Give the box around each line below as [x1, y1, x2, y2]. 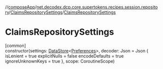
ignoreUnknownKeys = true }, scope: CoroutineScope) [5, 58, 115, 64]
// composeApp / [5, 4, 37, 10]
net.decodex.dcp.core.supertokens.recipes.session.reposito [36, 4, 158, 10]
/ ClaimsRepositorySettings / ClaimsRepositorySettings [9, 9, 116, 15]
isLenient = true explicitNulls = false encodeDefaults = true [5, 53, 124, 59]
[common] [5, 43, 26, 48]
